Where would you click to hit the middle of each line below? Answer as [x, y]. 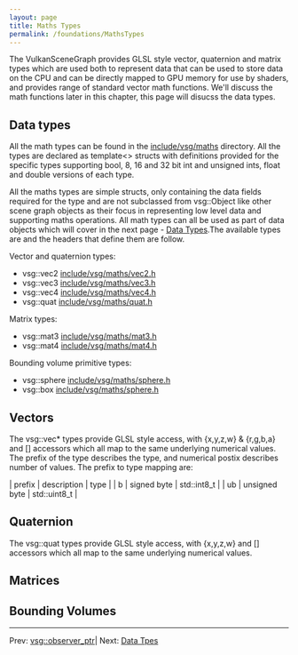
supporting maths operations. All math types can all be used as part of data [147, 220]
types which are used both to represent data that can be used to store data [146, 68]
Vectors [31, 417]
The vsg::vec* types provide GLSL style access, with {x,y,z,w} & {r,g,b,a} [143, 439]
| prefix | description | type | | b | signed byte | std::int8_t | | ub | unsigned [143, 484]
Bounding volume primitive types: [71, 363]
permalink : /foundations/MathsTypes [77, 34]
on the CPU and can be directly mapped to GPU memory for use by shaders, [149, 78]
